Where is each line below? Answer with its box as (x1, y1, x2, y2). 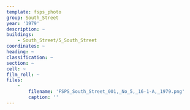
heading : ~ (6, 49, 34, 55)
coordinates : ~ (6, 43, 45, 50)
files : (6, 77, 23, 83)
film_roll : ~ (6, 71, 40, 78)
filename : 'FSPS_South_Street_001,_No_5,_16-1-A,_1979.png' (28, 89, 185, 95)
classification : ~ (6, 54, 53, 61)
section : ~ (6, 60, 34, 66)
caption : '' (28, 94, 59, 100)
